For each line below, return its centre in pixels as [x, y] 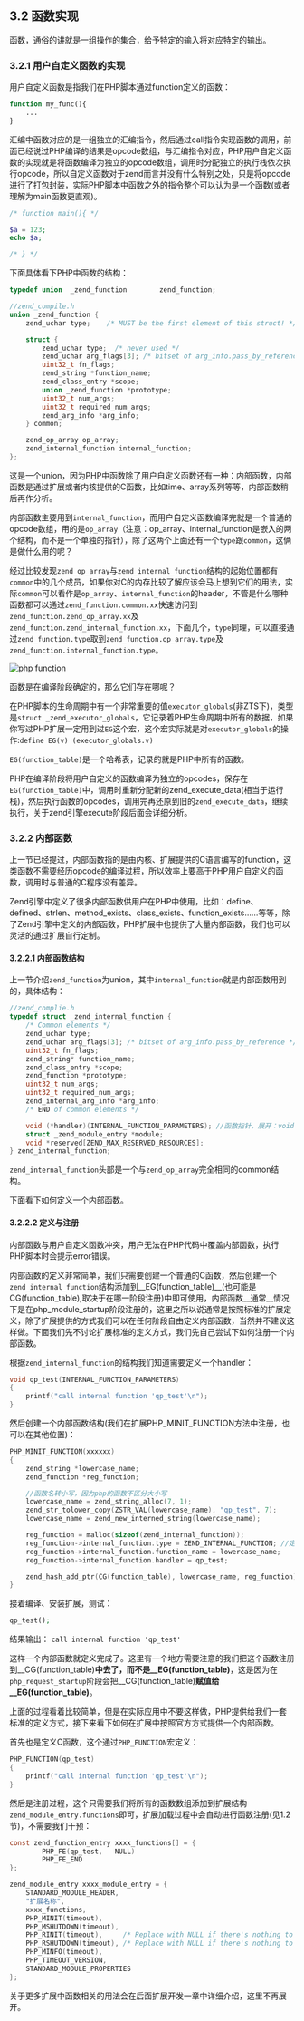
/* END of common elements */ [83, 1109]
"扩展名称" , [45, 1901]
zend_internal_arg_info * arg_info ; [93, 1101]
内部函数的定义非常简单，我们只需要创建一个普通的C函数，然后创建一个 [143, 1275]
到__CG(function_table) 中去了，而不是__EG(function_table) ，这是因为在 [144, 1669]
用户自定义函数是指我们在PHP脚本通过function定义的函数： [120, 87]
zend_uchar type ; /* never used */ [111, 348]
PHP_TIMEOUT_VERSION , [66, 1960]
